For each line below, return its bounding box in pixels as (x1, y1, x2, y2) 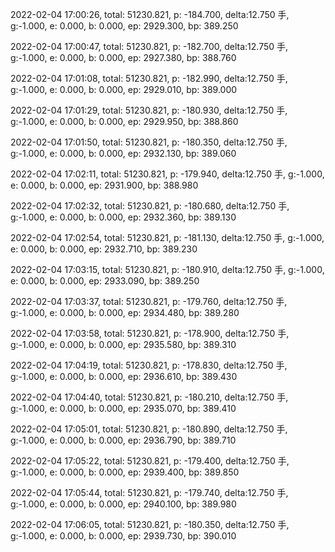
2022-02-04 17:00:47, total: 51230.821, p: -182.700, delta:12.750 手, (10, 41, 289, 52)
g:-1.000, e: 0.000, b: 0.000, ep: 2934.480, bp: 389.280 (10, 307, 240, 318)
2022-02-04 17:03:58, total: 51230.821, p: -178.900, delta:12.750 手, (10, 328, 290, 339)
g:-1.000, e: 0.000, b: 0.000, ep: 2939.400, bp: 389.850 (10, 466, 240, 478)
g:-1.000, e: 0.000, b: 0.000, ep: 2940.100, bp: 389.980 (10, 498, 237, 510)
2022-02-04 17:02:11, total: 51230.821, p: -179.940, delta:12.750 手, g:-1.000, (10, 168, 325, 180)
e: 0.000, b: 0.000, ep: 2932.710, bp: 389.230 (10, 243, 198, 255)
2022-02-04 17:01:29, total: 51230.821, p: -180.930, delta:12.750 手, (10, 104, 288, 116)
